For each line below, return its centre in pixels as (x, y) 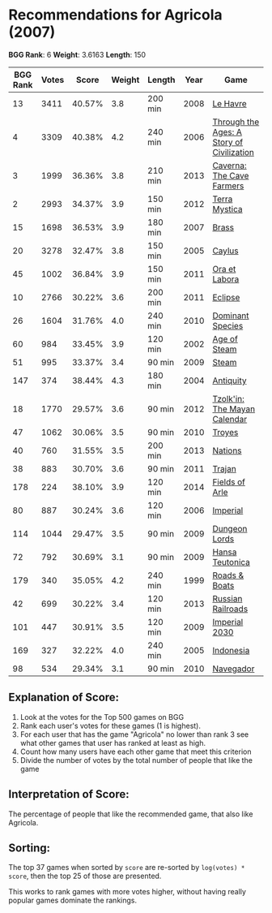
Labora (226, 279)
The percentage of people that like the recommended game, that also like (131, 814)
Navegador (234, 669)
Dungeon (230, 528)
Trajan (224, 468)
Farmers (228, 186)
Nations (227, 450)
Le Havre (229, 103)
